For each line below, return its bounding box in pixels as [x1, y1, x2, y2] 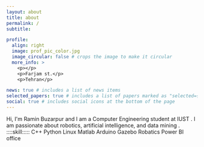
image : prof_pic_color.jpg [12, 48, 80, 55]
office [6, 134, 21, 142]
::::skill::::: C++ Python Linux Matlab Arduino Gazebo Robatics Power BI [6, 128, 184, 135]
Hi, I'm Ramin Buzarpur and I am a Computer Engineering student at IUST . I [6, 115, 195, 122]
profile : [6, 37, 29, 43]
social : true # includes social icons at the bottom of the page [6, 98, 175, 105]
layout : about [6, 9, 42, 15]
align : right [12, 43, 45, 49]
